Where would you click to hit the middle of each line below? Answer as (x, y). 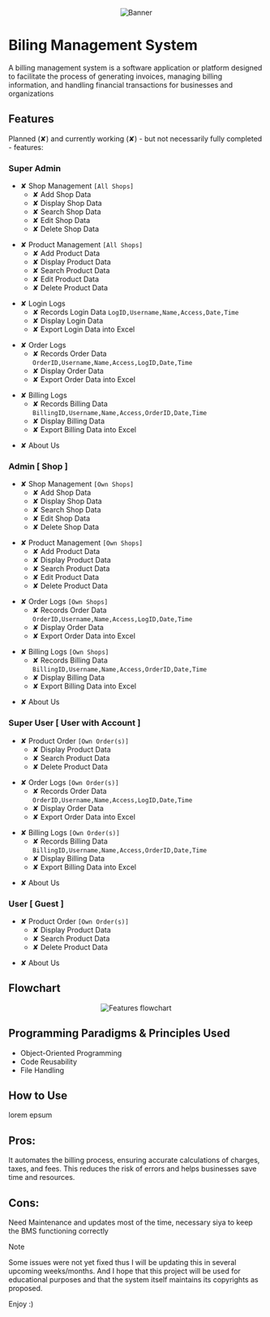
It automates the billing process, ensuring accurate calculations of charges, (134, 1160)
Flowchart (34, 988)
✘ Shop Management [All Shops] (77, 186)
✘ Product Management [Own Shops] (81, 543)
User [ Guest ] (36, 903)
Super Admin (35, 168)
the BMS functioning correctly (59, 1231)
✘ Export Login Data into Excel (84, 329)
